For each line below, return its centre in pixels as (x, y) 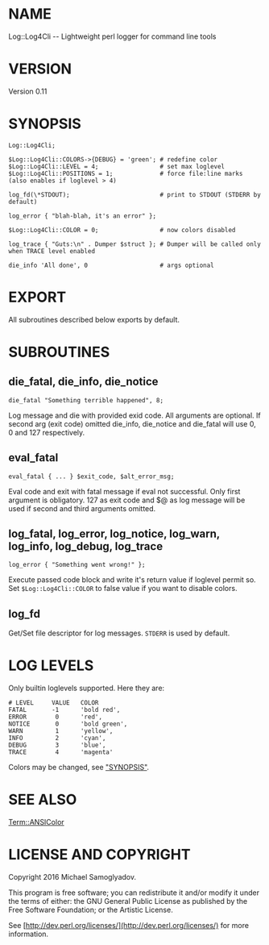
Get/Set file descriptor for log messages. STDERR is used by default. (119, 633)
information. (29, 934)
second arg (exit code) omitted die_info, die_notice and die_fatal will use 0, (132, 423)
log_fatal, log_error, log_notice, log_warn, (114, 533)
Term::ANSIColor (36, 822)
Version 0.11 (28, 91)
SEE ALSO (43, 800)
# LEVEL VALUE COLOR (54, 703)
